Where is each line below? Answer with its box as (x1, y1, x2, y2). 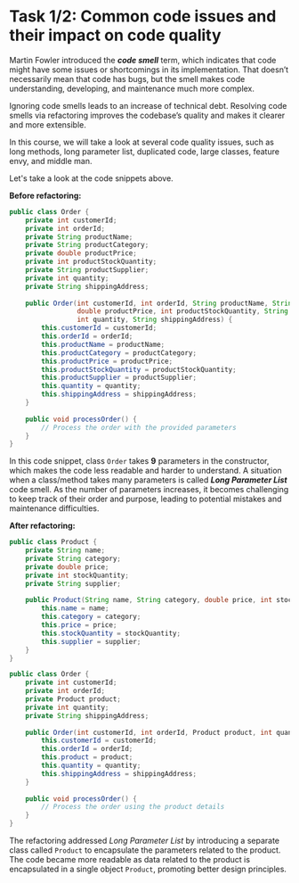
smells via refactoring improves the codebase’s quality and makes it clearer (9, 110, 286, 120)
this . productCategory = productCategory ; (41, 348, 198, 358)
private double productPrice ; (25, 249, 138, 258)
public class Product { (9, 538, 98, 547)
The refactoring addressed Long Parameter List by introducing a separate (9, 836, 280, 846)
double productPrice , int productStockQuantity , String (77, 307, 289, 316)
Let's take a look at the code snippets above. (9, 172, 174, 184)
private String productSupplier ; (25, 266, 149, 275)
